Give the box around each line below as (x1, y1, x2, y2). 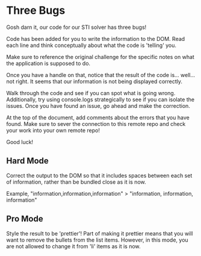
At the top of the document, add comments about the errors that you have (6, 114, 190, 121)
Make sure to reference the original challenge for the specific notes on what (6, 53, 194, 60)
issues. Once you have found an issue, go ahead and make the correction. (6, 102, 191, 109)
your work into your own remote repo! (6, 126, 100, 134)
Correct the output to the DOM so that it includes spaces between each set (6, 172, 193, 179)
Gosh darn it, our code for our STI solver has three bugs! (6, 23, 147, 31)
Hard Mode (6, 156, 49, 166)
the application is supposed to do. (6, 60, 91, 67)
